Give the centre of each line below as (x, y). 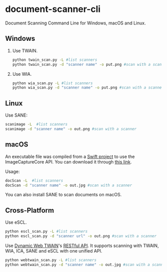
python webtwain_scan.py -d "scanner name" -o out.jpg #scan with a (78, 265)
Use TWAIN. (25, 50)
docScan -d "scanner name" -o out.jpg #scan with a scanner (69, 185)
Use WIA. (22, 74)
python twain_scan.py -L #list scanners (55, 60)
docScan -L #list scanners (34, 180)
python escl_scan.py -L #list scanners (46, 232)
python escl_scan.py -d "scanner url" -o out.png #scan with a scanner (81, 236)
